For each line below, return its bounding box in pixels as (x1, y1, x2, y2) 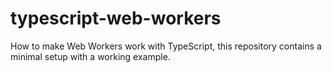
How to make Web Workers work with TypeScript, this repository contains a (10, 40, 322, 52)
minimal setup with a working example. (10, 50, 171, 62)
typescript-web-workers (10, 7, 222, 30)
